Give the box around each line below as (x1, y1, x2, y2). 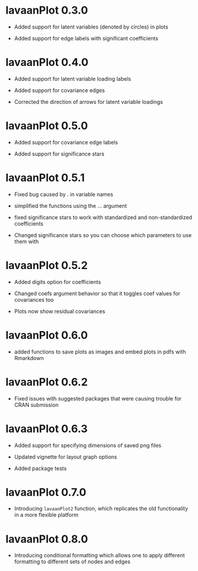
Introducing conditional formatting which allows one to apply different (14, 552, 185, 559)
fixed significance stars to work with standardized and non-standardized (14, 213, 193, 220)
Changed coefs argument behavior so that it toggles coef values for (14, 289, 181, 297)
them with (14, 238, 39, 245)
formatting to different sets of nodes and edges (14, 558, 131, 565)
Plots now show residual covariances (14, 307, 105, 315)
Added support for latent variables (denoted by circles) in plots (14, 23, 169, 30)
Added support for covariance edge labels (14, 138, 118, 146)
